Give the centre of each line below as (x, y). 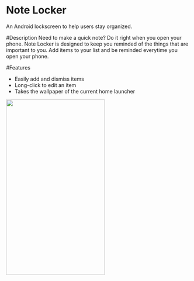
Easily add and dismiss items (49, 79)
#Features (18, 67)
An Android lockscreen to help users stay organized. (69, 26)
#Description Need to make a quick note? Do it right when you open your (94, 37)
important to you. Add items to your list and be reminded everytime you (92, 50)
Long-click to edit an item (45, 85)
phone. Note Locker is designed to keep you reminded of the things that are (97, 44)
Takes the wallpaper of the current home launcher (75, 91)
